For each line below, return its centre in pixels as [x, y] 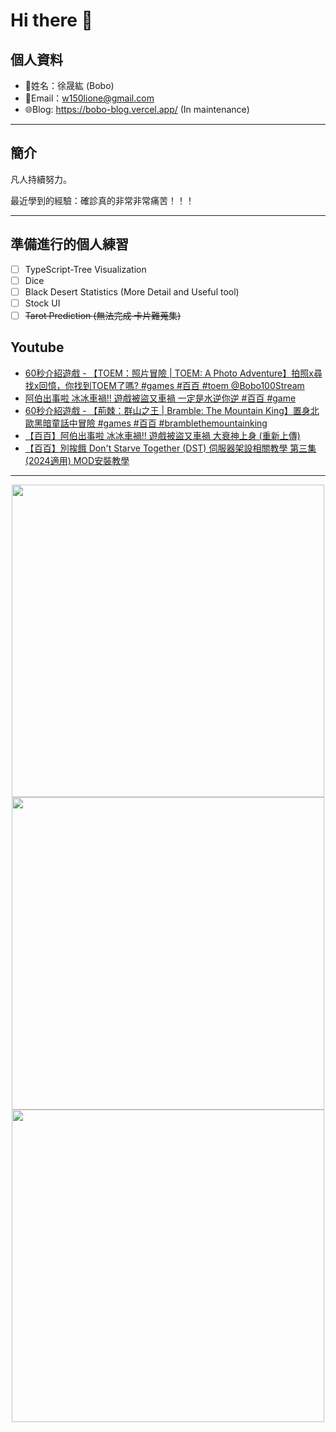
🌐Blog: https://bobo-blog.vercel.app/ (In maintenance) [137, 109]
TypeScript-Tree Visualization [85, 269]
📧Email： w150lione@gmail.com [89, 98]
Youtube [37, 347]
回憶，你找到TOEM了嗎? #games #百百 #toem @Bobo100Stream [171, 385]
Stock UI [42, 303]
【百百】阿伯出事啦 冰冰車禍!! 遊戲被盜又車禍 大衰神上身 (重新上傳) [162, 435]
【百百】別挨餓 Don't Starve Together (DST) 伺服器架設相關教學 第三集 [170, 448]
